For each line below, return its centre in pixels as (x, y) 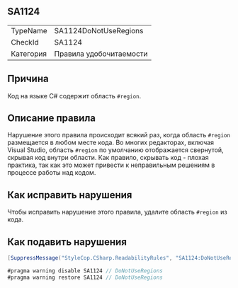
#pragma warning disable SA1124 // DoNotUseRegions (85, 271)
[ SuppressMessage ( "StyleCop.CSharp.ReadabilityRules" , (90, 258)
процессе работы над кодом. (52, 173)
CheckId (25, 42)
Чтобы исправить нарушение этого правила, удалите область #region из (118, 212)
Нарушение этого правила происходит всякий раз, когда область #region (119, 135)
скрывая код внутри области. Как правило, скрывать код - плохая (108, 158)
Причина (28, 79)
